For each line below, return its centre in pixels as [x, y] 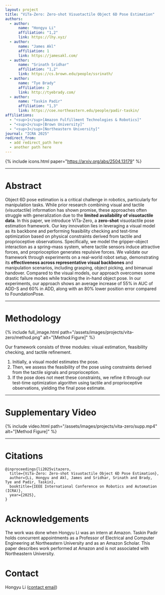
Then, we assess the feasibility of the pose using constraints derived [82, 367]
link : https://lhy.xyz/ [42, 37]
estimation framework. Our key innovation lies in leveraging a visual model [80, 225]
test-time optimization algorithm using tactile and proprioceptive [77, 382]
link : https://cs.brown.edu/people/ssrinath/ [65, 74]
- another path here [30, 148]
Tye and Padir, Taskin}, [30, 482]
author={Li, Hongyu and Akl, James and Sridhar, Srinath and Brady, [81, 478]
